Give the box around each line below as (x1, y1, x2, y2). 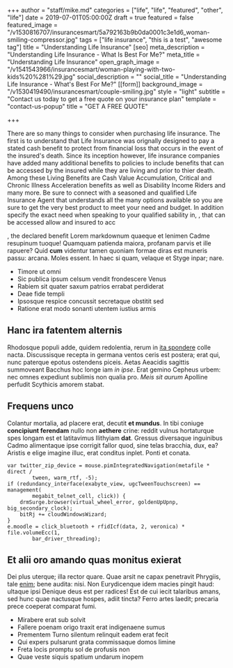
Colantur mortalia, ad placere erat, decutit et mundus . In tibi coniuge (7, 418, 204, 427)
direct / (7, 468, 33, 475)
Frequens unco (7, 400, 74, 412)
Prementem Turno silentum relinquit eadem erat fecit (17, 630, 169, 639)
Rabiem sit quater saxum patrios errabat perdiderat (17, 282, 164, 290)
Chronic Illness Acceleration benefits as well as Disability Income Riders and (7, 181, 226, 189)
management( (7, 486, 42, 494)
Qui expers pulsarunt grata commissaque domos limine (17, 638, 176, 646)
